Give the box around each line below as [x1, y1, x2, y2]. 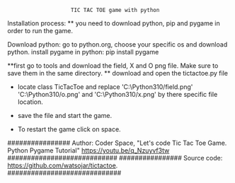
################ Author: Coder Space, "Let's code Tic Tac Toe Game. [7, 138, 227, 147]
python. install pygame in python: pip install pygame [7, 48, 159, 56]
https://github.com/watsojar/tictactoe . [7, 161, 118, 170]
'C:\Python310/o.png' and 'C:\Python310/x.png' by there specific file [17, 90, 218, 98]
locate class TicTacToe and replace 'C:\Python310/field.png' [17, 83, 193, 91]
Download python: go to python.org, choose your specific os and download [7, 40, 228, 49]
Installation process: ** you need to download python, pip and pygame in [7, 19, 221, 28]
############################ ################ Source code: [7, 154, 223, 162]
